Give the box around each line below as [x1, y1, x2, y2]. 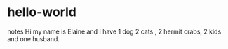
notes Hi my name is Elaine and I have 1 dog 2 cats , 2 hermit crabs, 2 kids [7, 27, 222, 36]
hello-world [7, 4, 77, 20]
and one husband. [7, 34, 60, 43]
